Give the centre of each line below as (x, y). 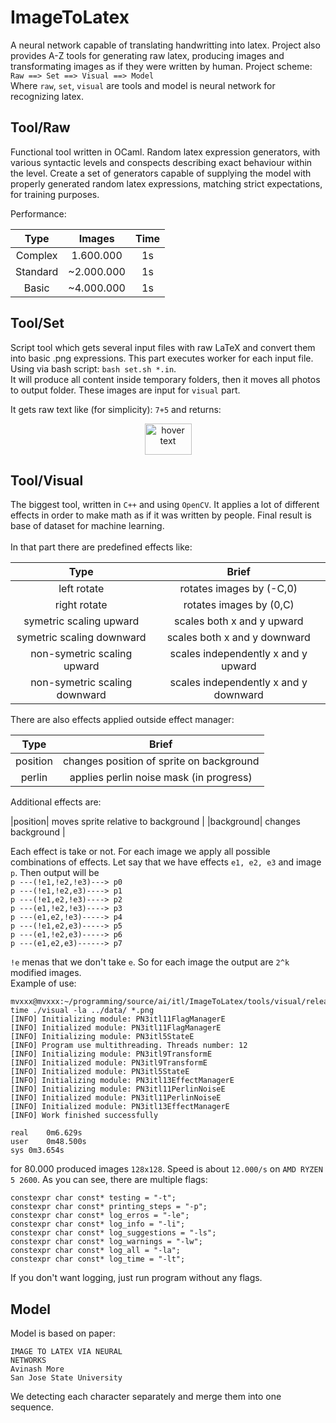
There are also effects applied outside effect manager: (122, 720)
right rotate (81, 605)
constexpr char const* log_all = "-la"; (96, 1251)
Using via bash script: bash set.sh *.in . (93, 368)
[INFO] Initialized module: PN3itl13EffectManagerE (120, 1107)
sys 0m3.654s (37, 1151)
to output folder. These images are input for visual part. (125, 390)
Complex (36, 255)
